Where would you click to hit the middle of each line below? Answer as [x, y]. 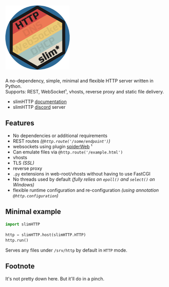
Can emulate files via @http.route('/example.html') [68, 152]
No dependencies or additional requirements [60, 136]
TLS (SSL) [23, 163]
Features [20, 123]
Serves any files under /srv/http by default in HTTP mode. [66, 250]
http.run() [17, 241]
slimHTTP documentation [40, 101]
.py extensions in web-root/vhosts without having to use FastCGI [81, 174]
